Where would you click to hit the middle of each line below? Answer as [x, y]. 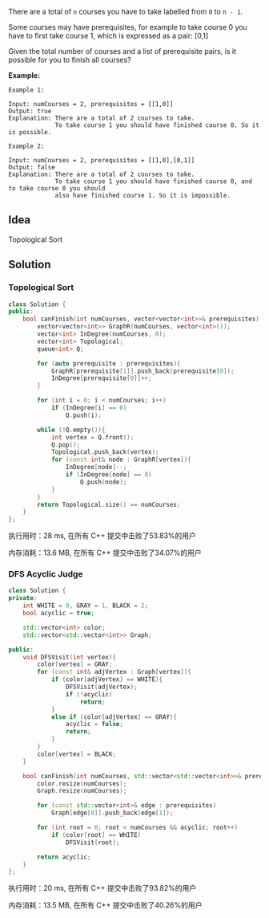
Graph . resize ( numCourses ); [82, 791]
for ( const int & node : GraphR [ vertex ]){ [121, 460]
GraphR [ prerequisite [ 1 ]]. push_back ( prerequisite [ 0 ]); [143, 371]
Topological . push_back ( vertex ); [105, 452]
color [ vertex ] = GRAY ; [75, 665]
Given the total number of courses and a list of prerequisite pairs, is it [122, 51]
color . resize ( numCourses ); [82, 783]
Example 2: [26, 146]
